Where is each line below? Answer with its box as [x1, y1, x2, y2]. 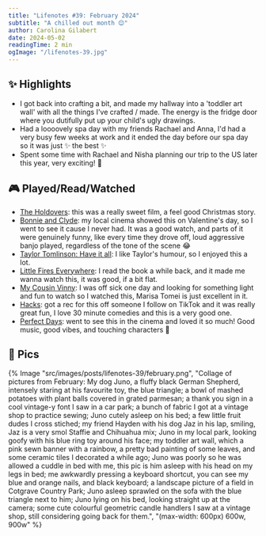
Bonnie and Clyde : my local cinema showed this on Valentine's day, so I [19, 215, 253, 225]
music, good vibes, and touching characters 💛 [19, 325, 170, 334]
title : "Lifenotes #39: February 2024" [8, 11, 140, 20]
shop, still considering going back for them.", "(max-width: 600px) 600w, [8, 511, 246, 521]
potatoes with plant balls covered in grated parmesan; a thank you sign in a [8, 393, 253, 404]
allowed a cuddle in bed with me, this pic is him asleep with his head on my [8, 461, 253, 471]
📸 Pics [8, 348, 40, 361]
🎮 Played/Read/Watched [8, 182, 136, 196]
